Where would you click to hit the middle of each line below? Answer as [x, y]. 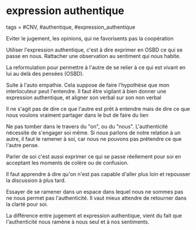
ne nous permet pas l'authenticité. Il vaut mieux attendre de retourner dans [97, 198]
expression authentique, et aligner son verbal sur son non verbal [84, 97]
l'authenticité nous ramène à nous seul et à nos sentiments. [78, 222]
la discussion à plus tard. [36, 180]
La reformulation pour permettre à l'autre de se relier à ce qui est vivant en [96, 67]
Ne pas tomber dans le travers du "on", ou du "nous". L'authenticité [87, 126]
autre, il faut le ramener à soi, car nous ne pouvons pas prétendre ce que [94, 138]
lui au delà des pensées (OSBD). [45, 73]
